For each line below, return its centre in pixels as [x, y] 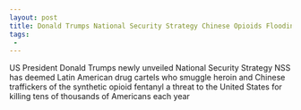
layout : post [34, 17]
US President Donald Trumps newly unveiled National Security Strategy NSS [150, 68]
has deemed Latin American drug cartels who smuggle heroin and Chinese [147, 78]
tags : [19, 34]
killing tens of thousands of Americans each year [100, 97]
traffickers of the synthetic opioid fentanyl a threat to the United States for [146, 87]
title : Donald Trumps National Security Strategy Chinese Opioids [136, 26]
